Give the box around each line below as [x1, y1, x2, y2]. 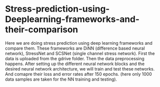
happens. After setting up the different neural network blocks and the [5, 61, 145, 67]
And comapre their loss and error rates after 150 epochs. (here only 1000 [5, 71, 152, 77]
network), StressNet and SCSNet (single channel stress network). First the [5, 50, 155, 56]
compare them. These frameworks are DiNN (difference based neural [5, 45, 145, 51]
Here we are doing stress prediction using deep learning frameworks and [5, 40, 153, 46]
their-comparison [5, 24, 78, 35]
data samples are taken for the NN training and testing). [5, 76, 117, 82]
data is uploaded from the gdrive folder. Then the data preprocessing [5, 55, 145, 61]
